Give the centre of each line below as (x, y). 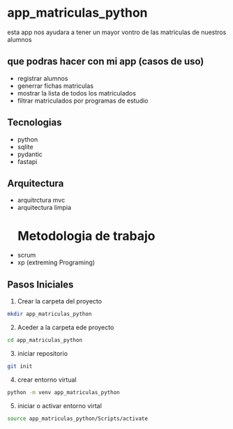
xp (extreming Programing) (56, 262)
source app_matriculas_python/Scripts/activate (78, 419)
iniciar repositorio (43, 353)
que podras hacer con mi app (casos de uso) (106, 62)
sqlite (25, 146)
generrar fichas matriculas (55, 86)
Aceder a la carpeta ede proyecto (66, 327)
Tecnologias (35, 122)
